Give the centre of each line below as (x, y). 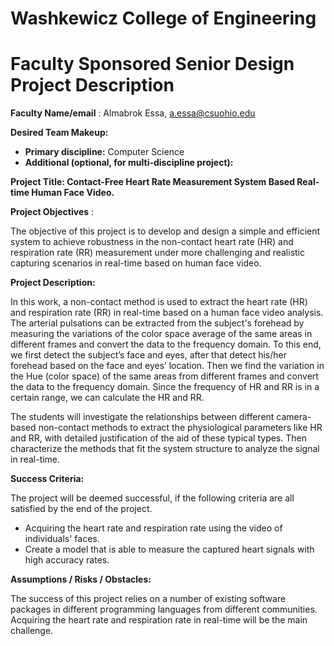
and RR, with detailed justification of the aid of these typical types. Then (158, 438)
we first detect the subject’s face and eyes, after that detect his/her (148, 355)
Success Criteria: (47, 479)
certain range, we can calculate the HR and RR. (107, 398)
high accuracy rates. (67, 560)
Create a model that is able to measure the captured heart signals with (169, 549)
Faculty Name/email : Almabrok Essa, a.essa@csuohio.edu (133, 113)
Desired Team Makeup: (59, 133)
